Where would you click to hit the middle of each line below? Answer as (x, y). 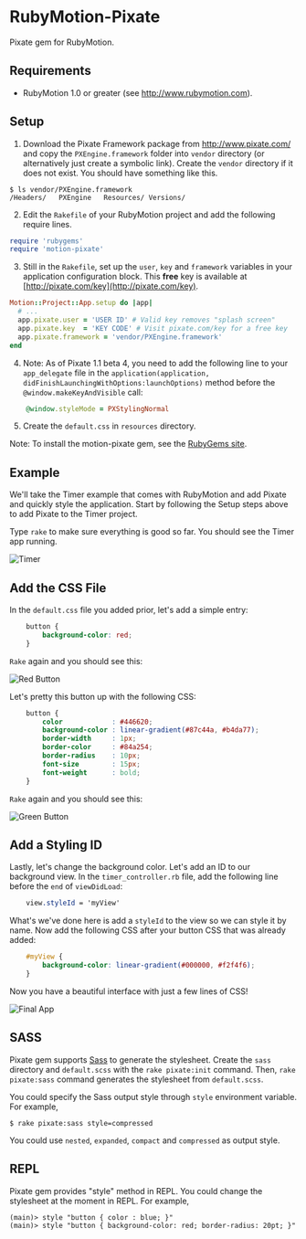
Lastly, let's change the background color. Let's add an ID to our (130, 867)
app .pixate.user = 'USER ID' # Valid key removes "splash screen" (147, 320)
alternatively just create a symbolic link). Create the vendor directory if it (158, 163)
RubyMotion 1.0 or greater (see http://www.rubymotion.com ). (137, 92)
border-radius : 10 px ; (92, 756)
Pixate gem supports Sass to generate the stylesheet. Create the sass (140, 1059)
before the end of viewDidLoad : (66, 886)
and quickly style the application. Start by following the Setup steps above (149, 504)
